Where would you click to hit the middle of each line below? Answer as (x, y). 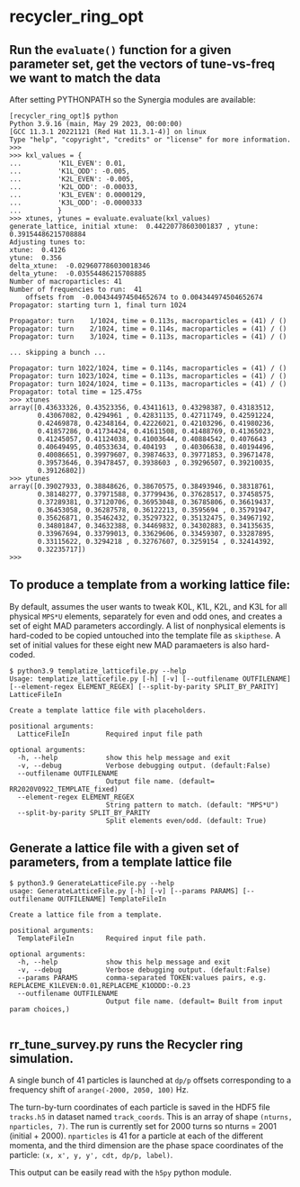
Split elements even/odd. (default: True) (186, 820)
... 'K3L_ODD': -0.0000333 (76, 203)
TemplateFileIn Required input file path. (112, 938)
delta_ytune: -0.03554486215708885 (78, 274)
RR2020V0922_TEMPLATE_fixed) (64, 789)
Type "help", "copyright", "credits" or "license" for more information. (150, 140)
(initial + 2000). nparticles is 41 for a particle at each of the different (136, 1136)
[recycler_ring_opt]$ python (64, 116)
